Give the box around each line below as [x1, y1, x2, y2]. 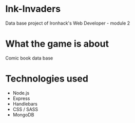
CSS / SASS [12, 106, 38, 112]
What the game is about [5, 38, 109, 50]
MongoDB [12, 111, 34, 118]
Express [12, 95, 30, 101]
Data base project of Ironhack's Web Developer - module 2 [5, 20, 130, 26]
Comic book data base [5, 55, 53, 61]
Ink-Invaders [5, 3, 61, 15]
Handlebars [12, 100, 37, 107]
